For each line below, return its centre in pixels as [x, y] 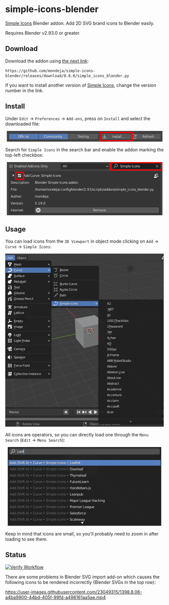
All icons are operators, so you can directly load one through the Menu [77, 434]
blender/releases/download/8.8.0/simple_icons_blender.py [67, 76]
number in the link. [25, 90]
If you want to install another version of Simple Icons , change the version [81, 85]
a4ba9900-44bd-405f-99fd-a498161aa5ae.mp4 [56, 597]
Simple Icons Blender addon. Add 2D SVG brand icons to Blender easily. [80, 23]
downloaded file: [23, 124]
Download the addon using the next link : [47, 61]
